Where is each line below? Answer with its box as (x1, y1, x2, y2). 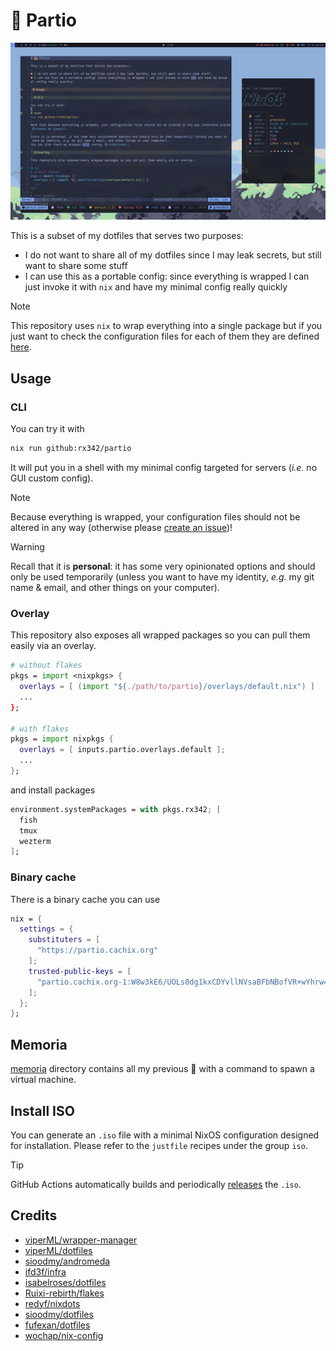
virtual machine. (10, 1074, 77, 1086)
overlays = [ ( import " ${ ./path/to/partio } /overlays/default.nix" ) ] (19, 682, 315, 692)
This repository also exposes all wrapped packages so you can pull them (10, 629, 311, 641)
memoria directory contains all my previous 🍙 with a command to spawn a (10, 1063, 315, 1075)
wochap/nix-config (24, 1329, 104, 1341)
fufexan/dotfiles (24, 1319, 91, 1331)
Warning (10, 541, 45, 553)
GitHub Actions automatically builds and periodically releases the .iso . (10, 1178, 302, 1190)
